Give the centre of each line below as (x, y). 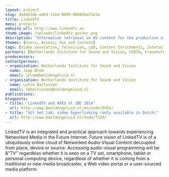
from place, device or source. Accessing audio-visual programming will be (82, 148)
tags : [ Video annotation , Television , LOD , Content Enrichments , (75, 47)
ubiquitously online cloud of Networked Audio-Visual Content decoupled (80, 142)
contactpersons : (22, 61)
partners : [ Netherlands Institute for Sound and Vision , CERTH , (74, 52)
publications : (20, 94)
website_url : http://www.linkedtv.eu (45, 29)
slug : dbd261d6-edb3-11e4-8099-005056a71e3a (53, 15)
